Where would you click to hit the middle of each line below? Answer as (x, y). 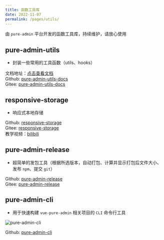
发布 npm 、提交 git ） (33, 168)
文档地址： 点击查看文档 (29, 73)
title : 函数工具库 (22, 10)
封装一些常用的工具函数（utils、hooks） (53, 62)
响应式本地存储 (28, 112)
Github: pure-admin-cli (29, 232)
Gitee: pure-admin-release (32, 184)
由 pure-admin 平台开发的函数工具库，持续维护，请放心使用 (66, 34)
